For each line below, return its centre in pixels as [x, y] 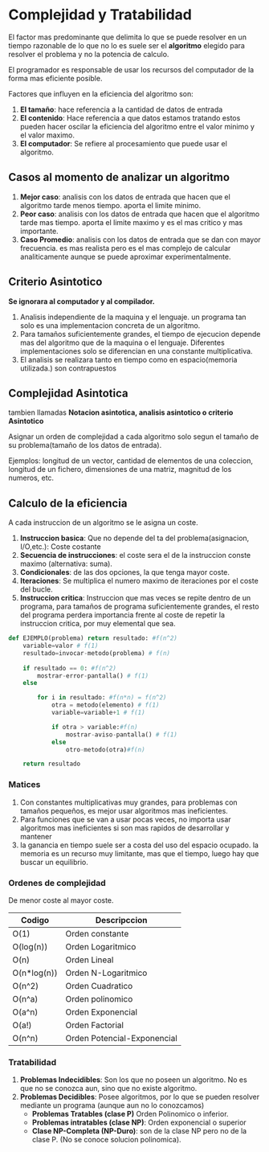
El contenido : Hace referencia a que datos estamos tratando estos [130, 117]
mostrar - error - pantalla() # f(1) [93, 676]
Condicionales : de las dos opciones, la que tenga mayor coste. [125, 572]
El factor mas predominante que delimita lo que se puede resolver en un [128, 37]
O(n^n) [25, 1038]
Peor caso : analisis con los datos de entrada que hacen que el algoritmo [140, 214]
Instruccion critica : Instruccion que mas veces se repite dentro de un [135, 598]
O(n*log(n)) [35, 973]
